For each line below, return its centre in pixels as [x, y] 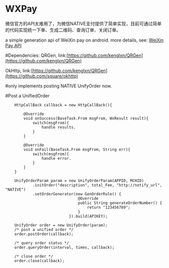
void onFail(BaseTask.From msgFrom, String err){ [77, 150]
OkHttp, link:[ [19, 70]
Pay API [13, 45]
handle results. [59, 127]
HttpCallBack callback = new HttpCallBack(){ [63, 105]
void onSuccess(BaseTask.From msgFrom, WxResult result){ [86, 118]
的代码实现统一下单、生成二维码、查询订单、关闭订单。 [63, 30]
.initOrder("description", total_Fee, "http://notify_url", [97, 185]
